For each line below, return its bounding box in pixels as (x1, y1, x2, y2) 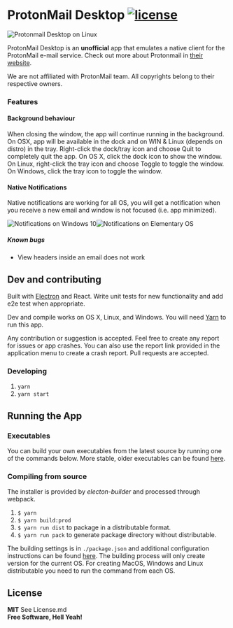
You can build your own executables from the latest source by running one (7, 447, 223, 455)
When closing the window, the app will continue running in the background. (7, 130, 225, 138)
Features (7, 97, 38, 106)
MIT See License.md (7, 606, 67, 614)
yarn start (17, 391, 50, 398)
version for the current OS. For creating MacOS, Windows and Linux (7, 559, 204, 568)
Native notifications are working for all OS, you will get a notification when (7, 199, 220, 207)
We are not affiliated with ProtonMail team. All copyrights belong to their (7, 72, 215, 80)
